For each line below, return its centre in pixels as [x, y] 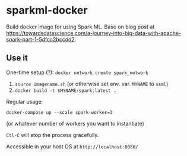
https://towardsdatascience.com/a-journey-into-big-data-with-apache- [94, 33]
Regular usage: [25, 101]
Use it [17, 58]
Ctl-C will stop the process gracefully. [53, 135]
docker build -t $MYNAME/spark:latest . [65, 90]
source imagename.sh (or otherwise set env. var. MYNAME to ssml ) [91, 84]
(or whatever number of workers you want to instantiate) [75, 123]
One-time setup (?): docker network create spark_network [77, 72]
